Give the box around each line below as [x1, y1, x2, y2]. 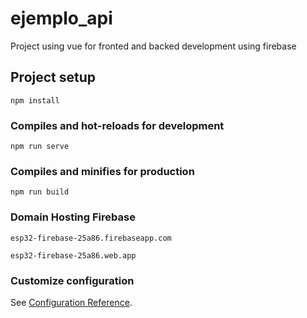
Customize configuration [10, 273, 135, 287]
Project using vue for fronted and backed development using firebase [10, 40, 297, 52]
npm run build [10, 187, 70, 197]
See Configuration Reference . [10, 296, 133, 308]
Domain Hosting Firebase [10, 210, 136, 224]
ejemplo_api [10, 7, 113, 30]
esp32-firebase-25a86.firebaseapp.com [10, 233, 172, 243]
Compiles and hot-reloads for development [10, 118, 225, 132]
